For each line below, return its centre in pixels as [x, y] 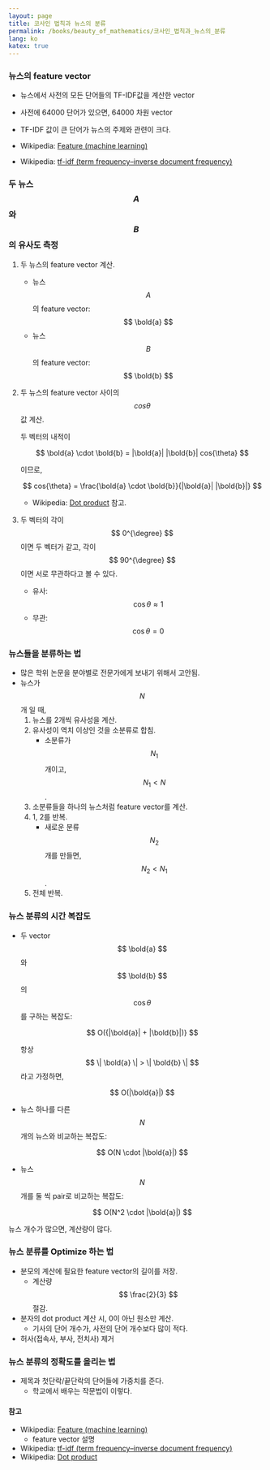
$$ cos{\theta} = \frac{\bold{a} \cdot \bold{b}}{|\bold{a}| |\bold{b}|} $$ [142, 486]
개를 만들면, [63, 856]
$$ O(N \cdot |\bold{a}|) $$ [142, 1152]
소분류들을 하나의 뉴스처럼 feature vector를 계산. [110, 806]
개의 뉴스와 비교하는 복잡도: [64, 1136]
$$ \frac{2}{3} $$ [148, 1294]
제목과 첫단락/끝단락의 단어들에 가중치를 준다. [92, 1381]
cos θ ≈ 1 [148, 604]
